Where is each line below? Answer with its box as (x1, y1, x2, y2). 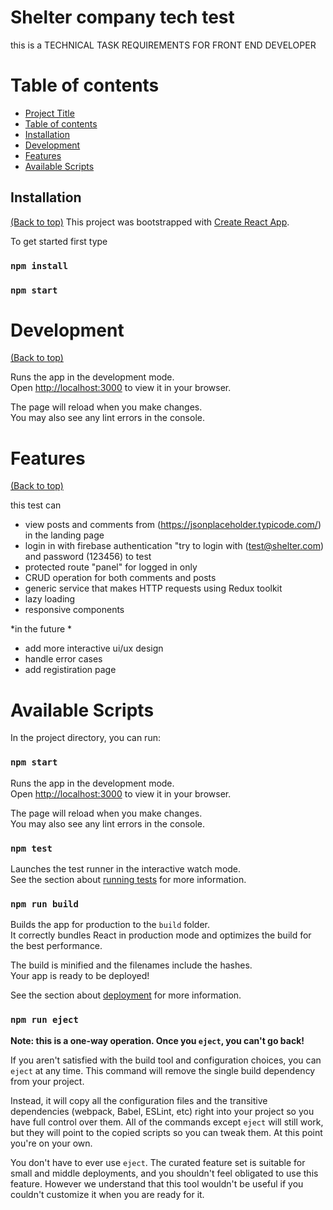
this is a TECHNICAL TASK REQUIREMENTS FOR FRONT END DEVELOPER (10, 39, 317, 51)
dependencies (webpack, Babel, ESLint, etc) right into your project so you (10, 1105, 315, 1117)
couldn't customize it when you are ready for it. (10, 1188, 205, 1200)
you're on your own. (10, 1137, 93, 1149)
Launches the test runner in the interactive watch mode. (10, 862, 242, 875)
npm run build (10, 898, 79, 910)
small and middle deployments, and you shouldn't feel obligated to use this (10, 1167, 319, 1179)
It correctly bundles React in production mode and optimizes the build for (10, 929, 312, 941)
